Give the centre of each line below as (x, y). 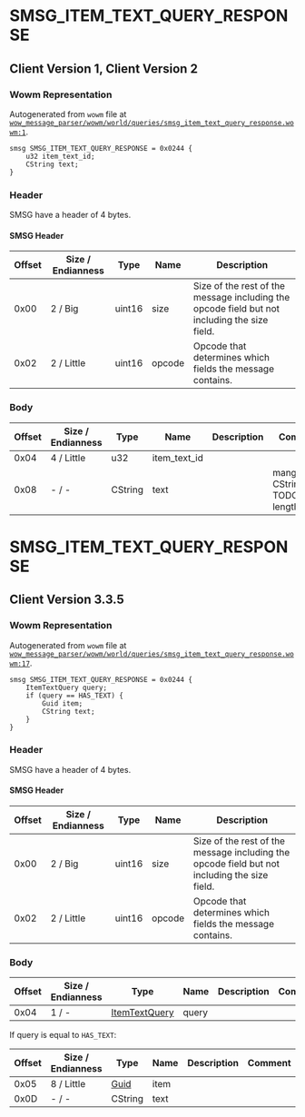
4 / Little (68, 458)
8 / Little (68, 1084)
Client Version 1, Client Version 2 (103, 69)
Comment (270, 1063)
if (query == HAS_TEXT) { (75, 696)
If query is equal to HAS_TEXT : (63, 1035)
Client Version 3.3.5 (67, 600)
